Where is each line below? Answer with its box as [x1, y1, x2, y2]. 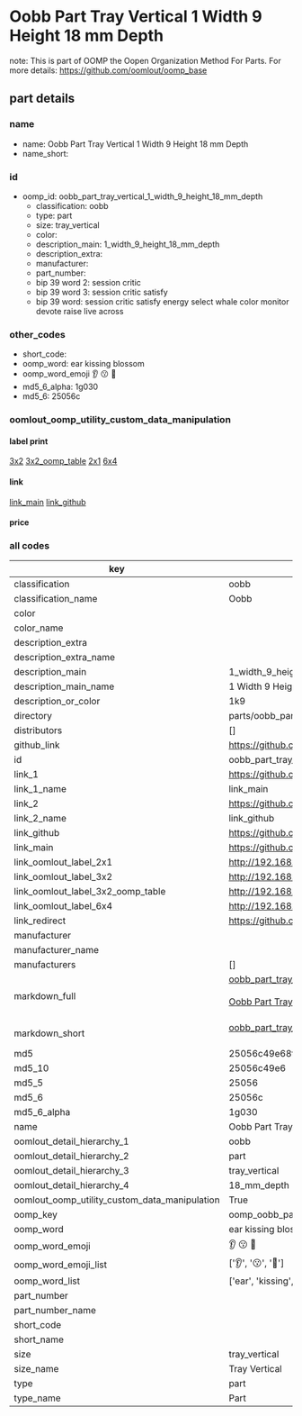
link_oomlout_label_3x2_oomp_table [13, 885, 166, 898]
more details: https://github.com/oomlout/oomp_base [9, 65, 208, 76]
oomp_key [13, 1209, 58, 1221]
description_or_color [13, 695, 101, 708]
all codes [9, 540, 50, 552]
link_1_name [13, 783, 67, 795]
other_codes [9, 328, 66, 340]
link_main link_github [9, 496, 87, 507]
